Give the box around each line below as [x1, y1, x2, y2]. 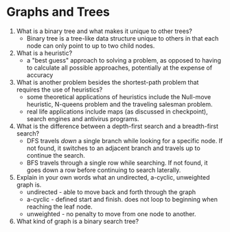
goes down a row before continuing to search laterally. [26, 166, 181, 174]
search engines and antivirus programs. [26, 114, 139, 123]
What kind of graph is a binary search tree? [16, 217, 139, 225]
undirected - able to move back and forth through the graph [26, 187, 196, 196]
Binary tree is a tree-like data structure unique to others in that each [26, 34, 219, 42]
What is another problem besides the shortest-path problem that [16, 78, 199, 86]
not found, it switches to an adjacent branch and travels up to [26, 144, 200, 152]
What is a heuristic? [16, 49, 73, 57]
